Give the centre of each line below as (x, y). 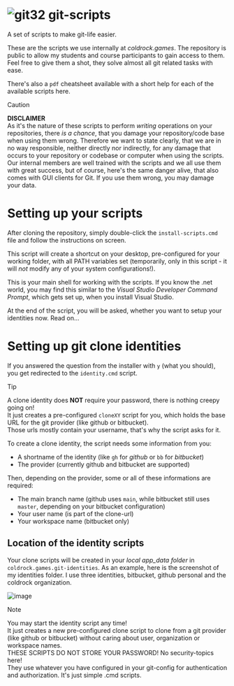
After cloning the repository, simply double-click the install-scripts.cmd (112, 233)
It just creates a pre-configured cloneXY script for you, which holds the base (116, 415)
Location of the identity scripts (76, 543)
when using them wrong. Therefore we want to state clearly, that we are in (114, 141)
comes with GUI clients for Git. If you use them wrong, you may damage (111, 178)
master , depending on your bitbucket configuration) (91, 506)
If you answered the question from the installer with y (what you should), (111, 365)
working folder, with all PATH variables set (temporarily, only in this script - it (117, 261)
